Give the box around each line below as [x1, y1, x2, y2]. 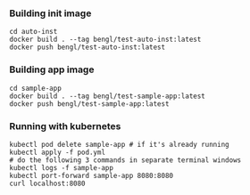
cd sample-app [9, 84, 62, 93]
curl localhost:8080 [9, 179, 87, 188]
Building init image [9, 7, 92, 20]
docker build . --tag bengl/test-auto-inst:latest [9, 35, 202, 45]
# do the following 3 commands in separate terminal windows [9, 155, 242, 165]
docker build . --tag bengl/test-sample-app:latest [9, 92, 205, 101]
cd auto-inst [9, 28, 58, 37]
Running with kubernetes [9, 119, 121, 132]
